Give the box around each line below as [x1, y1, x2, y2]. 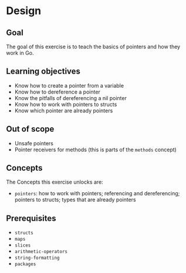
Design [6, 4, 42, 18]
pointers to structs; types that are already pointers [14, 196, 136, 204]
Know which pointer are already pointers [14, 107, 113, 114]
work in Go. [6, 49, 34, 56]
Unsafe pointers [14, 139, 54, 147]
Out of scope [6, 124, 55, 134]
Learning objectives [6, 66, 81, 76]
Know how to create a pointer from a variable [14, 82, 124, 89]
